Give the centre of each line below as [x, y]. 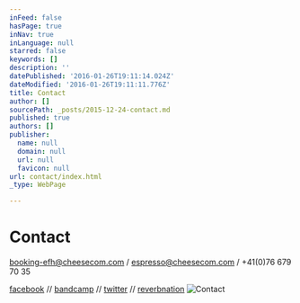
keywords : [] [34, 59]
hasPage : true [36, 26]
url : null [35, 160]
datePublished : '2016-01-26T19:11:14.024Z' [92, 76]
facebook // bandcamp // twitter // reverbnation [97, 290]
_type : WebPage [38, 185]
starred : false [38, 51]
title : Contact [38, 93]
